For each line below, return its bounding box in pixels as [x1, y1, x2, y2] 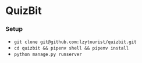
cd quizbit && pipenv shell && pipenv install [13, 45, 129, 51]
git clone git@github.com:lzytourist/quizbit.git [13, 39, 137, 45]
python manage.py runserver [13, 51, 82, 58]
